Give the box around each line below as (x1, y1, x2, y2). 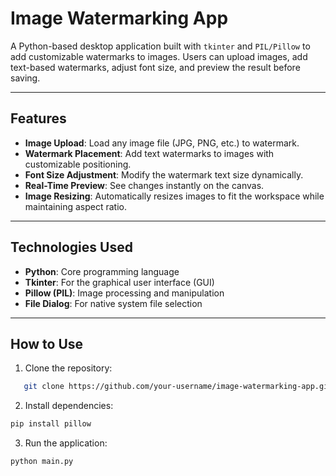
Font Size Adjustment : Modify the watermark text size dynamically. (24, 168, 304, 181)
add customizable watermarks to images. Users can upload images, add (10, 50, 308, 62)
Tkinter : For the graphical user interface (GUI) (24, 276, 215, 288)
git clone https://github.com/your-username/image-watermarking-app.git (23, 382, 333, 392)
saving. (10, 72, 41, 84)
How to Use (10, 335, 84, 352)
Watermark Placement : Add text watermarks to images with (24, 147, 275, 159)
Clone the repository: (24, 362, 113, 374)
